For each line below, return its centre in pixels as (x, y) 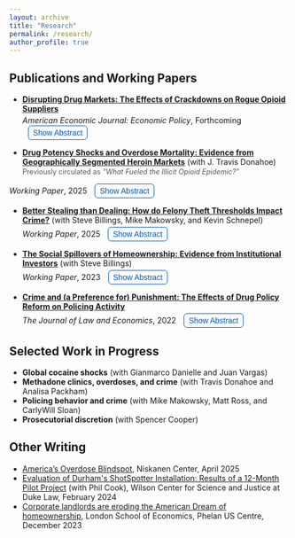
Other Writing (48, 447)
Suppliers (40, 109)
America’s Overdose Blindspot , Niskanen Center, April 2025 (131, 468)
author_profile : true (49, 42)
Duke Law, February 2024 (69, 496)
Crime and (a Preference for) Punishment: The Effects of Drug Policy (151, 297)
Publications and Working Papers (103, 78)
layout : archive (39, 17)
